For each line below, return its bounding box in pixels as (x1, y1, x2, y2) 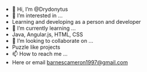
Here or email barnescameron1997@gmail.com (11, 59, 128, 65)
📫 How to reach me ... (11, 51, 68, 57)
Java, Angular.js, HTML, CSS (11, 31, 83, 38)
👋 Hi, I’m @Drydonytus (11, 6, 68, 12)
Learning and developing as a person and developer (11, 18, 141, 25)
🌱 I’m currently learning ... (11, 24, 76, 32)
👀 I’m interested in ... (11, 12, 63, 19)
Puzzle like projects (11, 43, 61, 51)
